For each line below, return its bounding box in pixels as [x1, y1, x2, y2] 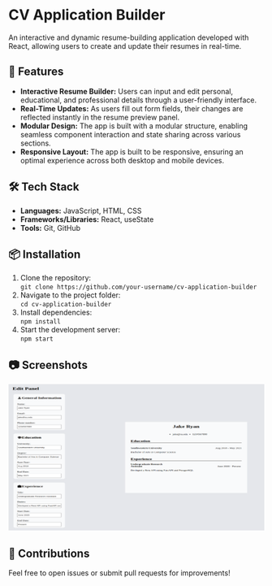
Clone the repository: [19, 273, 92, 283]
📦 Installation [8, 247, 81, 261]
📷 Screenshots [8, 358, 88, 371]
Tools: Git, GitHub [19, 223, 81, 232]
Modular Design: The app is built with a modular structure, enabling [19, 120, 248, 131]
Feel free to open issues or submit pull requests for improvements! [8, 568, 231, 578]
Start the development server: [19, 325, 121, 335]
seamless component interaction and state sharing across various [19, 129, 241, 139]
